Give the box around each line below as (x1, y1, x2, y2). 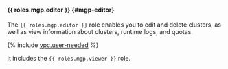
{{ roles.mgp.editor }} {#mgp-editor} (7, 5, 115, 14)
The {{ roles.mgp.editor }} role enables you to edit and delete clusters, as (7, 20, 222, 29)
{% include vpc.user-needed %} (7, 41, 99, 49)
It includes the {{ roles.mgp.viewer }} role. (7, 55, 131, 63)
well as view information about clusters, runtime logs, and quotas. (7, 28, 194, 36)
